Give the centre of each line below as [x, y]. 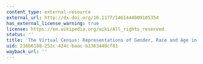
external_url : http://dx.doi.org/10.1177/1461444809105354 [83, 18]
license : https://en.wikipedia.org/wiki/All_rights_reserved [85, 29]
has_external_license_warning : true [53, 23]
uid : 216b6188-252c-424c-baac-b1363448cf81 [62, 46]
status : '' [20, 35]
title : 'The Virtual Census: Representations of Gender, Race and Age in [102, 40]
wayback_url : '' [27, 52]
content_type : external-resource [49, 12]
